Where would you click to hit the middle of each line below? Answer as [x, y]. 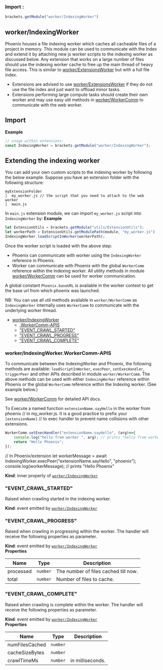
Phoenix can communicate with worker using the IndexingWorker [77, 255]
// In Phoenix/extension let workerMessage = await [56, 456]
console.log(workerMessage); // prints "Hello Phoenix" [60, 466]
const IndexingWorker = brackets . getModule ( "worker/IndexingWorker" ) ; [78, 145]
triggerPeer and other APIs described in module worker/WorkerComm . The [78, 374]
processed [20, 572]
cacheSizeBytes [26, 652]
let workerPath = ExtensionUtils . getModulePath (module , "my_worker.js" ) [80, 232]
